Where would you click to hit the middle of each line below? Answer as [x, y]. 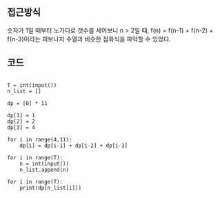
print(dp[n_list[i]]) [50, 188]
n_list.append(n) [44, 170]
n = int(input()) [44, 164]
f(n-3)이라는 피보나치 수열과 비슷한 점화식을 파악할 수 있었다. [89, 39]
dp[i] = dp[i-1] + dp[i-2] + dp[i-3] [74, 146]
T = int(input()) [32, 85]
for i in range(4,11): [40, 139]
